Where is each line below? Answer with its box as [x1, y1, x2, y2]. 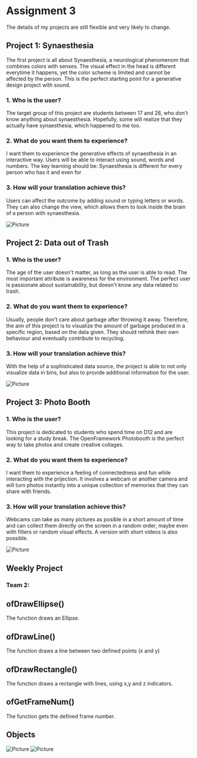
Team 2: [6, 581, 30, 589]
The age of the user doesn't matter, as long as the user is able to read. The [6, 269, 188, 276]
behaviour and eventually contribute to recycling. [6, 335, 125, 342]
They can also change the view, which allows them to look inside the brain [6, 203, 186, 210]
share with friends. [6, 488, 52, 495]
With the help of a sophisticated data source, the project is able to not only [6, 362, 187, 369]
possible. [6, 535, 28, 542]
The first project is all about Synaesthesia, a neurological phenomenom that [6, 56, 189, 63]
